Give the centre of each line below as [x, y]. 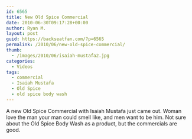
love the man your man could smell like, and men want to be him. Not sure [96, 117]
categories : [21, 61]
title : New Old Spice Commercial [47, 17]
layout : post [22, 34]
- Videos [22, 67]
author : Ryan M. [26, 28]
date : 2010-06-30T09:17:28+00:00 [47, 22]
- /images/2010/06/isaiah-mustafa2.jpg [61, 56]
